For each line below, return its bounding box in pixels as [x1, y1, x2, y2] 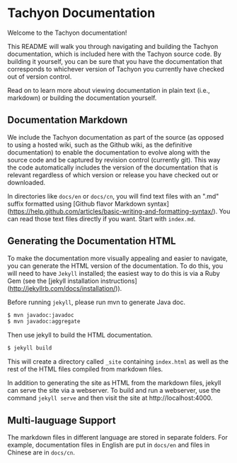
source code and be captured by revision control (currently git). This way [7, 155, 221, 164]
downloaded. [7, 178, 46, 186]
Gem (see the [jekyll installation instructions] [7, 277, 138, 285]
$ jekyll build [7, 345, 52, 352]
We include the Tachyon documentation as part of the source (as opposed [7, 133, 224, 141]
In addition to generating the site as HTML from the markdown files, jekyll [7, 379, 221, 387]
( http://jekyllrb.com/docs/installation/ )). [7, 284, 122, 292]
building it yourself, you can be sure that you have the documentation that [7, 57, 223, 65]
